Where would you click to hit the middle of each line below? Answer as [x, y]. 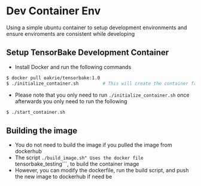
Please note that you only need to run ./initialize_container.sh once [102, 95]
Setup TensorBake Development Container [88, 53]
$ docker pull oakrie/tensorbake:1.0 [53, 78]
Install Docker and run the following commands [73, 67]
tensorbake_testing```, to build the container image [77, 164]
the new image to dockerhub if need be [63, 176]
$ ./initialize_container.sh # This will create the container [97, 83]
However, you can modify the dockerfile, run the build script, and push [102, 170]
